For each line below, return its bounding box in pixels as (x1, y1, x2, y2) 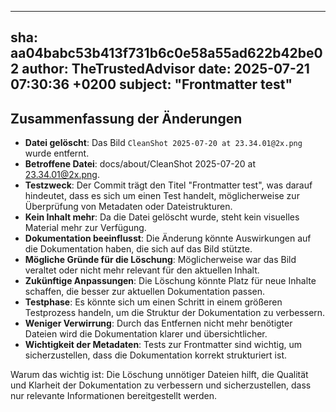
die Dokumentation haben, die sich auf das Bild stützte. (24, 243, 253, 255)
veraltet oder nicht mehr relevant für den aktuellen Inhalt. (24, 264, 260, 276)
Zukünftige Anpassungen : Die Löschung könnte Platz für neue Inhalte (24, 275, 317, 287)
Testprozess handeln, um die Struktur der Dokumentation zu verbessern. (24, 307, 326, 319)
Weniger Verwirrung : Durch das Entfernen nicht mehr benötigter (24, 317, 293, 330)
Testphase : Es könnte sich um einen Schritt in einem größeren (24, 296, 283, 308)
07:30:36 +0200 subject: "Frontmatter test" (10, 76, 293, 93)
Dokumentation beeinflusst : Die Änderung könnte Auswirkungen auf (24, 232, 312, 245)
